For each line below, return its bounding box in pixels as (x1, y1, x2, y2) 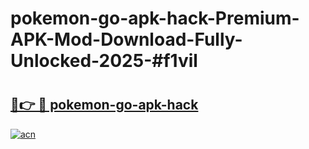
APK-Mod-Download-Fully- (10, 28, 243, 51)
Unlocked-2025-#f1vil (10, 50, 198, 72)
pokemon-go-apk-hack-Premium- (10, 7, 300, 30)
